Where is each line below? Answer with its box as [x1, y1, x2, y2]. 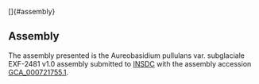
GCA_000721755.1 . [8, 67, 69, 77]
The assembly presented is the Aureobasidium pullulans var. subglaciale [8, 51, 245, 60]
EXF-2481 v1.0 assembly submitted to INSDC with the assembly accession [8, 59, 252, 68]
